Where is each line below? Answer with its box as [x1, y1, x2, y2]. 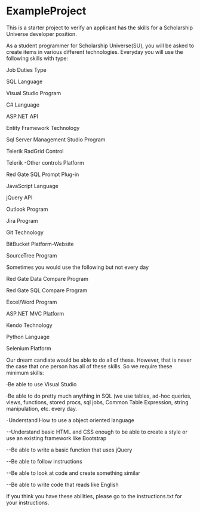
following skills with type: [6, 54, 69, 62]
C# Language [6, 101, 40, 108]
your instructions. [6, 499, 50, 506]
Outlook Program [6, 205, 48, 213]
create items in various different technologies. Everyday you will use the [6, 48, 183, 55]
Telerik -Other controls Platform [6, 159, 85, 166]
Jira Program [6, 217, 38, 224]
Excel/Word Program [6, 298, 57, 305]
